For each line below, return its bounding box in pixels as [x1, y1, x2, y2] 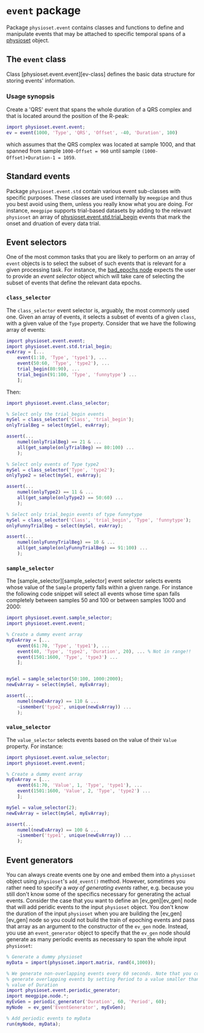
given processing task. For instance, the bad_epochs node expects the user [6, 266, 196, 273]
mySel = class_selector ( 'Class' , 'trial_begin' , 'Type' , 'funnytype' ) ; [6, 517, 191, 523]
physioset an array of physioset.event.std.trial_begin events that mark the [6, 213, 191, 221]
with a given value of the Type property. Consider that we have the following [6, 320, 196, 327]
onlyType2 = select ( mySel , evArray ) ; [6, 472, 102, 479]
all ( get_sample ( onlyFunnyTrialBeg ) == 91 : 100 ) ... [17, 545, 148, 551]
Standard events [6, 171, 70, 182]
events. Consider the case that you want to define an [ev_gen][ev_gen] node [6, 897, 197, 904]
